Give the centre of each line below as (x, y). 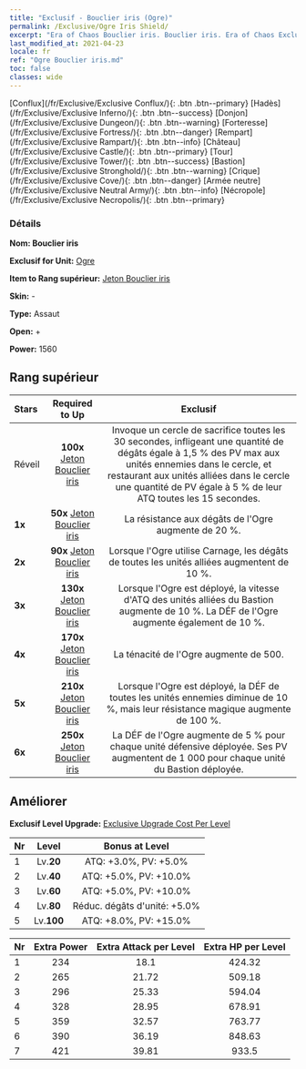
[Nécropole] (243, 190)
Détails (25, 223)
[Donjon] (232, 112)
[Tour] (222, 151)
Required (72, 403)
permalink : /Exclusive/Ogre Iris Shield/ (89, 26)
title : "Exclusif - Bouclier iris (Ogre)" (91, 18)
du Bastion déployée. (199, 769)
